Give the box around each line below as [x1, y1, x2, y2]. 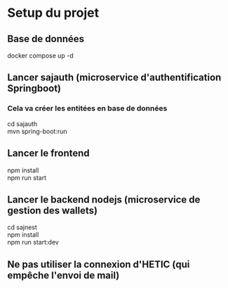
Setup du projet [7, 5, 100, 21]
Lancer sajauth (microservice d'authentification [7, 71, 222, 83]
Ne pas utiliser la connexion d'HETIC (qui [7, 258, 190, 270]
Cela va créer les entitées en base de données [7, 104, 168, 114]
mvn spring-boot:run [7, 127, 67, 135]
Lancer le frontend [7, 147, 90, 159]
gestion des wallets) [7, 205, 98, 217]
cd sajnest [7, 223, 37, 232]
